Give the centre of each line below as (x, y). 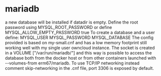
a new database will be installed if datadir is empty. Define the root (72, 22)
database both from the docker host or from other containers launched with (80, 58)
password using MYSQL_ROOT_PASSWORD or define (59, 27)
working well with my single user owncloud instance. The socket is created (80, 48)
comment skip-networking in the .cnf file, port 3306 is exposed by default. (80, 68)
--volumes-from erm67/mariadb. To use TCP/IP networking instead (72, 63)
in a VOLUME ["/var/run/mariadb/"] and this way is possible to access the (78, 53)
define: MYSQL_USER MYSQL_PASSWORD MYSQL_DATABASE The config (79, 38)
